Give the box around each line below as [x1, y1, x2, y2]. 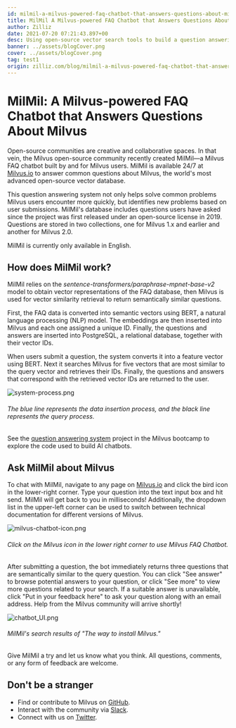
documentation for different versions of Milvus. [7, 510, 144, 519]
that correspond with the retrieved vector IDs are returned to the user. [7, 375, 209, 383]
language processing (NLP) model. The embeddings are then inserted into [7, 316, 223, 325]
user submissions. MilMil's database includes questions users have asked [7, 205, 221, 214]
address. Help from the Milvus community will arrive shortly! [7, 600, 182, 608]
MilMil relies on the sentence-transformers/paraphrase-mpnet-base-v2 [7, 280, 216, 289]
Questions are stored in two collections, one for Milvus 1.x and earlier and [7, 220, 220, 228]
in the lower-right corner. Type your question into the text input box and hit [7, 488, 223, 497]
